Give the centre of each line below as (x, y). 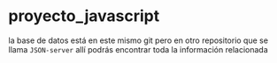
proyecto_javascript (84, 16)
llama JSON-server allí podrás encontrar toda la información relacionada (138, 49)
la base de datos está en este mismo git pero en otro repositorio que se (138, 40)
